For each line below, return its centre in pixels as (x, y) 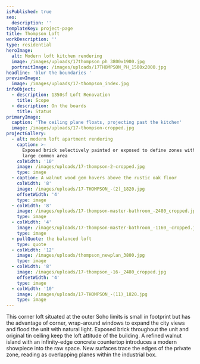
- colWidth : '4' (32, 222)
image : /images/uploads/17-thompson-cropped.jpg (73, 128)
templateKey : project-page (40, 28)
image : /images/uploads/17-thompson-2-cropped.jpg (81, 167)
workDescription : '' (32, 39)
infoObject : (21, 89)
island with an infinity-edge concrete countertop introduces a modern (92, 342)
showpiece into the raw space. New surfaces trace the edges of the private (99, 349)
